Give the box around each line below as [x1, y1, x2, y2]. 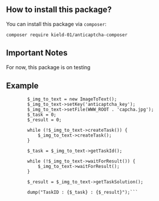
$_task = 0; [27, 112, 57, 118]
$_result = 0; [27, 117, 62, 123]
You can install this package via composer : [6, 20, 107, 27]
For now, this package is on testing [6, 63, 91, 70]
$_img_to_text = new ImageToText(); [27, 96, 117, 102]
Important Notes [6, 48, 68, 58]
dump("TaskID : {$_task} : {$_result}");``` [27, 189, 138, 196]
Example [6, 81, 39, 91]
